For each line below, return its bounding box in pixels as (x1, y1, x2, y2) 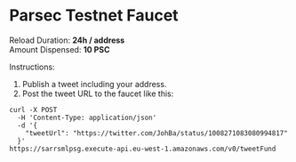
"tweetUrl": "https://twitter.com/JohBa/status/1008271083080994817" (25, 128, 289, 138)
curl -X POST (9, 105, 58, 114)
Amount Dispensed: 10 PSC (9, 44, 110, 54)
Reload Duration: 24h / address (9, 35, 125, 45)
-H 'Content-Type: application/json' (17, 113, 157, 122)
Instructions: (9, 61, 55, 72)
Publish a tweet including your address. (21, 78, 167, 89)
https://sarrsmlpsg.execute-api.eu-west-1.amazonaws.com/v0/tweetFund (9, 144, 276, 153)
